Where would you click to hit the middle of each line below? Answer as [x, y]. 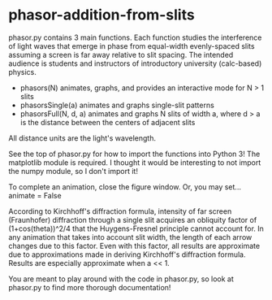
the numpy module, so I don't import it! [73, 171]
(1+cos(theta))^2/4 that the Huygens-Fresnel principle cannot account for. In [136, 228]
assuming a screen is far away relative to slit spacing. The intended [121, 54]
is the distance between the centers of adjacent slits [108, 122]
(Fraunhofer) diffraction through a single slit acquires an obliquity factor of [133, 220]
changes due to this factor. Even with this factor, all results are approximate [134, 246]
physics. [22, 72]
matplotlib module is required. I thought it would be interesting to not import [135, 162]
